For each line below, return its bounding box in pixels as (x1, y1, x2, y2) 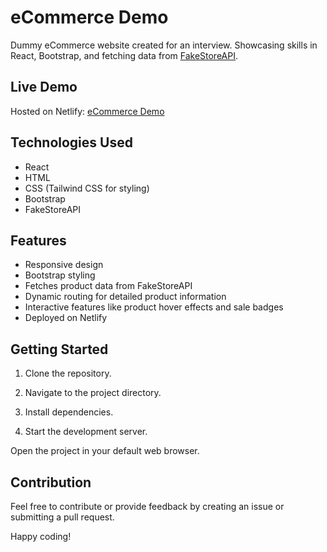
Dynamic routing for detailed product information (24, 291, 227, 303)
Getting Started (10, 341, 109, 358)
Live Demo (10, 79, 78, 96)
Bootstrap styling (24, 269, 96, 281)
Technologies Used (10, 134, 133, 151)
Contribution (10, 474, 92, 491)
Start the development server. (24, 426, 148, 438)
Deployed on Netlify (24, 312, 108, 324)
